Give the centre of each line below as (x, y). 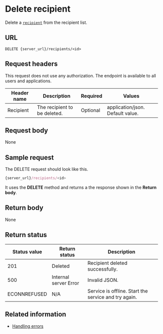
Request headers (32, 64)
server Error (65, 283)
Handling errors (28, 326)
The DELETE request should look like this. (47, 169)
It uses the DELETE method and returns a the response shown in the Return (81, 187)
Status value (27, 252)
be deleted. (50, 113)
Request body (27, 130)
